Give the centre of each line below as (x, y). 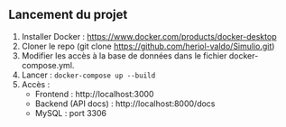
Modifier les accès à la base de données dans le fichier (124, 55)
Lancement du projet (68, 15)
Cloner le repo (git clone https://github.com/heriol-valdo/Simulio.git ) (148, 46)
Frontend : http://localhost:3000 (94, 94)
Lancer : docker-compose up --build (88, 75)
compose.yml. (48, 65)
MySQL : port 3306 (71, 113)
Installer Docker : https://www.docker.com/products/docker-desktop (149, 36)
